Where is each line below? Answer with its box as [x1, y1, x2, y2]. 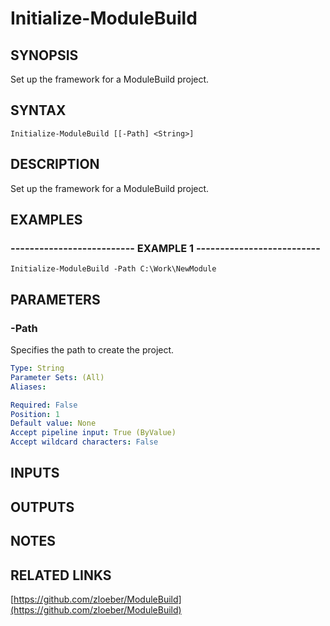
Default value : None [10, 418, 97, 429]
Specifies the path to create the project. [10, 344, 175, 356]
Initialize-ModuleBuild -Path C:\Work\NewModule [10, 264, 217, 274]
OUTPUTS [10, 498, 75, 516]
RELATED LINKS [10, 567, 112, 584]
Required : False [10, 400, 78, 410]
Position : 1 [10, 409, 60, 419]
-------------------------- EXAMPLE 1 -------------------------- [10, 241, 321, 255]
